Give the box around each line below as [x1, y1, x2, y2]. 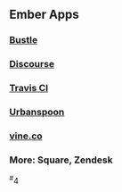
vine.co [9, 129, 43, 142]
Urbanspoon [9, 106, 65, 119]
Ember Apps [9, 7, 80, 22]
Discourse [9, 58, 55, 71]
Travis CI [9, 82, 49, 95]
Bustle [9, 34, 38, 46]
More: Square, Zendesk [9, 154, 113, 166]
